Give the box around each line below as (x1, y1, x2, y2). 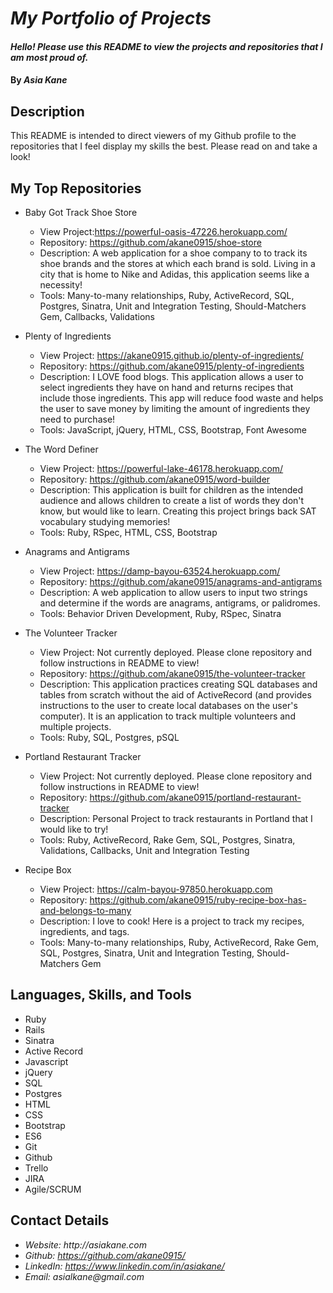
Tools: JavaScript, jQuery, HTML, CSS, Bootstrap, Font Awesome (39, 424, 307, 436)
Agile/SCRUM (24, 1183, 82, 1195)
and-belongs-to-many (39, 905, 132, 916)
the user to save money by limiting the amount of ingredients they (39, 403, 311, 414)
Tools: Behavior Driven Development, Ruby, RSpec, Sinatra (39, 608, 282, 619)
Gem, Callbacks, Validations (39, 311, 155, 322)
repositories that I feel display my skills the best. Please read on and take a (10, 140, 318, 152)
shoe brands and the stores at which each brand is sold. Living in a (39, 258, 316, 269)
